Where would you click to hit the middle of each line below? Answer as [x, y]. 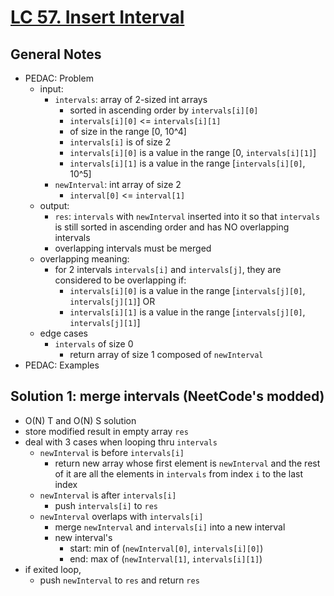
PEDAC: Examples [62, 365]
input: [51, 89]
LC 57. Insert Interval [97, 17]
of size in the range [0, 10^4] [128, 131]
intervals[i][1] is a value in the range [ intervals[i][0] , [187, 163]
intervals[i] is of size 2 [120, 142]
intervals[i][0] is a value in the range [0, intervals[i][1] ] [193, 152]
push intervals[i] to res [106, 505]
